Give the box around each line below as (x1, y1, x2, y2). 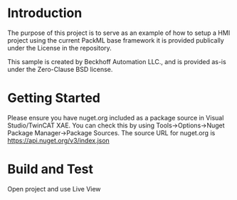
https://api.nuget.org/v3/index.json (7, 136, 110, 144)
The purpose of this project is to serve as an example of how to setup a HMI (7, 28, 231, 37)
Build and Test (7, 162, 94, 177)
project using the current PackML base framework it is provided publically (7, 36, 224, 44)
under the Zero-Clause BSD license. (7, 65, 113, 73)
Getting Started (7, 90, 101, 106)
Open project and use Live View (7, 184, 101, 193)
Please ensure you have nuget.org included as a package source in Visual (7, 113, 224, 122)
